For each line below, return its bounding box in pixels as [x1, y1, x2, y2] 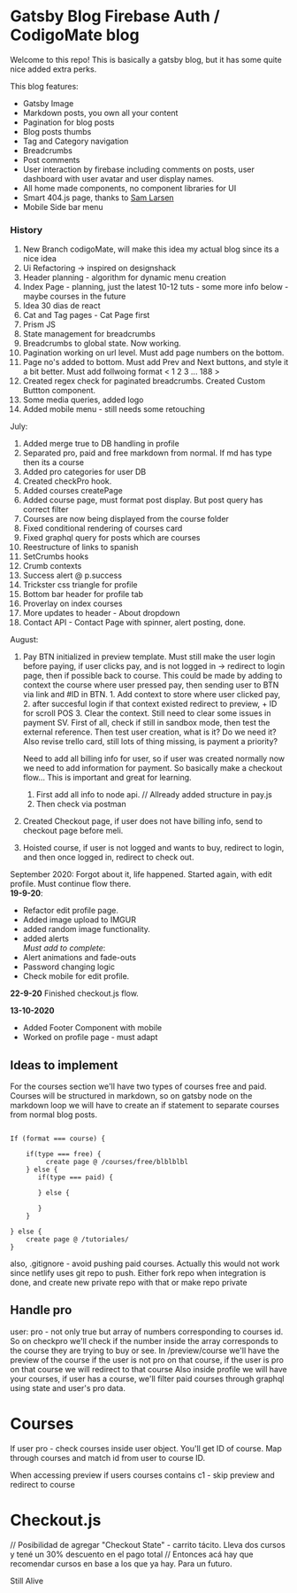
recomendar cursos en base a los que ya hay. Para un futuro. [10, 1558, 232, 1569]
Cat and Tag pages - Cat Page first [22, 310, 150, 321]
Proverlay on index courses [22, 598, 123, 609]
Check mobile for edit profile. [22, 971, 130, 982]
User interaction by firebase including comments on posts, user [22, 164, 255, 175]
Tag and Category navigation [22, 136, 129, 146]
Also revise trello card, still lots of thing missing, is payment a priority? [22, 736, 278, 747]
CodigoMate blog [10, 25, 140, 45]
